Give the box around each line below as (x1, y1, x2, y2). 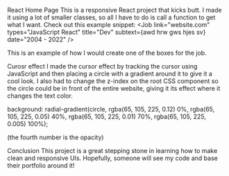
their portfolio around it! (7, 161, 75, 169)
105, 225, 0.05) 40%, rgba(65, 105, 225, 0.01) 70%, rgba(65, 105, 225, (7, 112, 206, 121)
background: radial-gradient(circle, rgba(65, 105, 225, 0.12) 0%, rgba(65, (7, 105, 215, 113)
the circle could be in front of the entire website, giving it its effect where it (7, 85, 221, 92)
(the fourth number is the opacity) (7, 133, 104, 141)
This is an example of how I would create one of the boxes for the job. (7, 49, 207, 57)
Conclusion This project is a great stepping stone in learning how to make (7, 147, 218, 155)
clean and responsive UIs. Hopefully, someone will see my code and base (7, 154, 219, 162)
